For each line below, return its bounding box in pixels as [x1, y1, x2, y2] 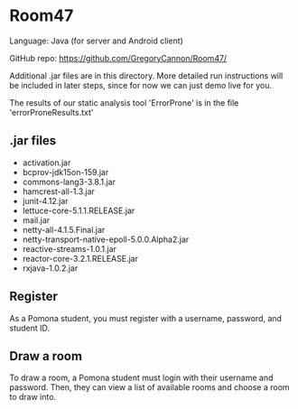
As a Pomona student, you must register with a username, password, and [9, 312, 283, 323]
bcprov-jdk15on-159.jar [22, 166, 109, 177]
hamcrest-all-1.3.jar [22, 186, 95, 197]
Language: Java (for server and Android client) [9, 35, 183, 46]
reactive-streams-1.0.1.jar [22, 243, 117, 254]
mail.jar [22, 214, 51, 226]
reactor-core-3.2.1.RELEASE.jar [22, 253, 138, 264]
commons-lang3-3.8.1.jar [22, 176, 116, 187]
